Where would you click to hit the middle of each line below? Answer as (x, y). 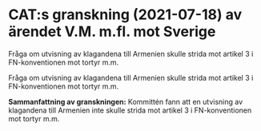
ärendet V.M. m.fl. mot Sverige (112, 32)
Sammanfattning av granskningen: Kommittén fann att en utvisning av (126, 101)
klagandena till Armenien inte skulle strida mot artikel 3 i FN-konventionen (130, 110)
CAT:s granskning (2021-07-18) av (125, 15)
